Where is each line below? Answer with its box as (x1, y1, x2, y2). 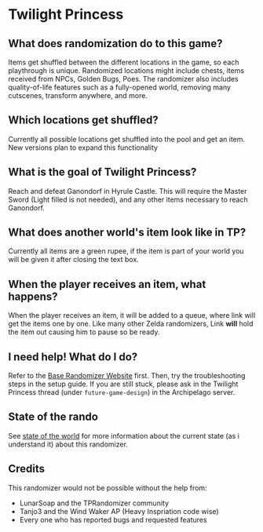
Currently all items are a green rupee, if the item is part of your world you (8, 246, 245, 256)
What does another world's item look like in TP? (8, 226, 247, 239)
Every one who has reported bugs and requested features (19, 515, 207, 524)
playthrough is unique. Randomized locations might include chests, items (8, 66, 245, 75)
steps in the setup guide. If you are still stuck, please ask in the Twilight (8, 379, 239, 389)
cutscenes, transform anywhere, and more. (8, 91, 148, 100)
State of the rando (8, 410, 98, 424)
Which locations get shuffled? (8, 114, 159, 127)
